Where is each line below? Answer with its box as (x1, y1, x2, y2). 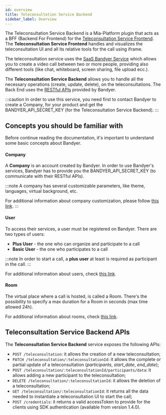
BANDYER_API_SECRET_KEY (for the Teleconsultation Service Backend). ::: (5, 107, 159, 113)
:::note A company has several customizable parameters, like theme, (5, 183, 145, 189)
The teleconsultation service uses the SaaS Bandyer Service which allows (5, 56, 157, 62)
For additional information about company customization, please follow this (5, 198, 159, 204)
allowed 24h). (5, 304, 33, 310)
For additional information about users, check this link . (5, 271, 117, 277)
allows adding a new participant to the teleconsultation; (12, 372, 126, 378)
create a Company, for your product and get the (5, 102, 103, 108)
